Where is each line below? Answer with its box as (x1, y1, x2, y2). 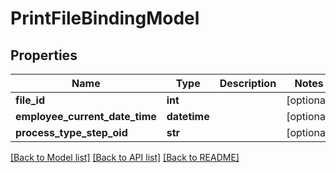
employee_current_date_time (15, 110, 157, 123)
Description (219, 77, 277, 90)
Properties (10, 47, 78, 64)
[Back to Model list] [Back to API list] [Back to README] (10, 152, 240, 163)
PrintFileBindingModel (10, 7, 200, 30)
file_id (15, 93, 45, 107)
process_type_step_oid (15, 126, 128, 139)
